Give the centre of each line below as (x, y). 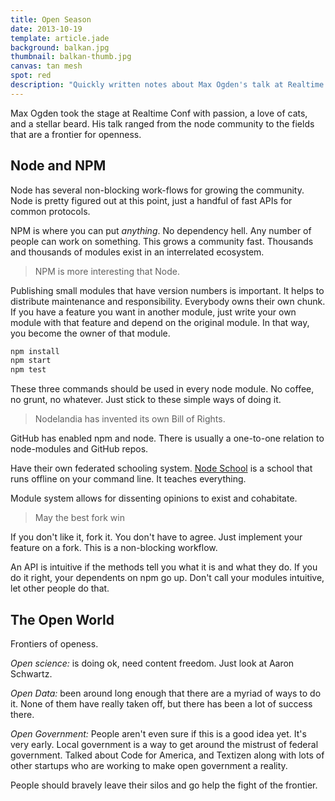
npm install (35, 351)
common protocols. (50, 211)
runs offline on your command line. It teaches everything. (128, 479)
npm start (31, 361)
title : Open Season (51, 19)
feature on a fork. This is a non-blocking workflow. (114, 548)
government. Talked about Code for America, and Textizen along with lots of (167, 755)
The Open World (62, 619)
